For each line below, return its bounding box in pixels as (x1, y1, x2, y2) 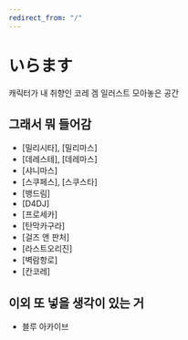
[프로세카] (21, 209, 58, 220)
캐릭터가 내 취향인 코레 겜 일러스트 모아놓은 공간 (8, 88, 180, 98)
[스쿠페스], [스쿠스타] (21, 177, 98, 188)
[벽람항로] (21, 254, 58, 265)
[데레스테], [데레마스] (21, 154, 98, 165)
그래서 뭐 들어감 (8, 116, 92, 132)
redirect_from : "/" (8, 13, 83, 23)
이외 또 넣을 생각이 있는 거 (8, 295, 145, 311)
